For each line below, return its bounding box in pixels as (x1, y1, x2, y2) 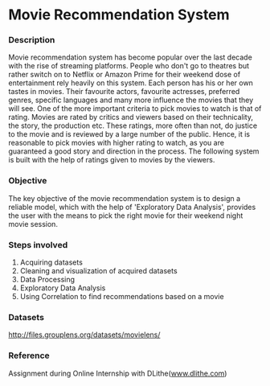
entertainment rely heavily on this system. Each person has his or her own (8, 78, 253, 88)
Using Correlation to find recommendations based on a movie (19, 292, 224, 302)
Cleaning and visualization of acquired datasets (19, 266, 178, 276)
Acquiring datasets (19, 257, 83, 267)
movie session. (8, 219, 59, 228)
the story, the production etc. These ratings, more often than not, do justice (8, 121, 258, 130)
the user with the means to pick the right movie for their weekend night (8, 211, 243, 220)
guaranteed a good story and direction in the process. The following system (8, 146, 260, 156)
